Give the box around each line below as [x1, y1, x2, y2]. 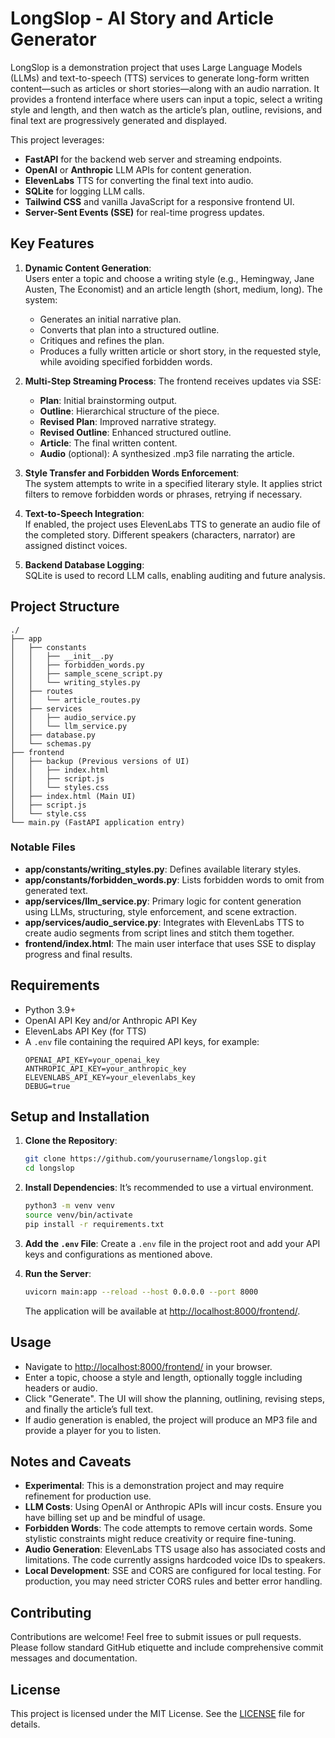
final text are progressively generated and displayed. [10, 114, 228, 126]
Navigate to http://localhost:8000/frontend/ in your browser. [24, 1360, 273, 1372]
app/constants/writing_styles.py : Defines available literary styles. [24, 863, 302, 875]
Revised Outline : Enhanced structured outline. [39, 426, 232, 438]
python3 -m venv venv [24, 1201, 116, 1211]
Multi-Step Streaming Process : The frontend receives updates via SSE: [24, 375, 322, 387]
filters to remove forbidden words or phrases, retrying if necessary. [24, 488, 303, 500]
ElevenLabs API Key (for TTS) [24, 1025, 147, 1037]
